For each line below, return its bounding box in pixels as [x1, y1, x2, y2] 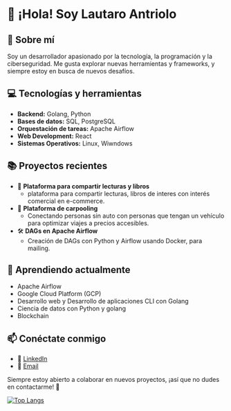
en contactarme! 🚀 [7, 383, 60, 391]
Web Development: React [17, 132, 92, 140]
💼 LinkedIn [17, 355, 48, 363]
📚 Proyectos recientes [7, 160, 108, 172]
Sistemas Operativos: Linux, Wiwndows [17, 139, 133, 148]
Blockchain [17, 312, 49, 320]
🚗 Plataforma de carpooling [17, 204, 98, 212]
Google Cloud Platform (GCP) [17, 290, 102, 298]
